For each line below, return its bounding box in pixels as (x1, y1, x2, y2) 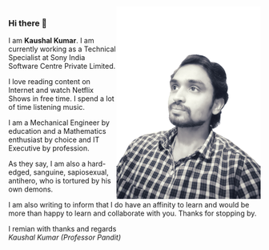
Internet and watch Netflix (8, 86, 94, 95)
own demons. (8, 184, 54, 194)
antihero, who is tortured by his (8, 176, 111, 186)
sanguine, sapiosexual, (33, 167, 110, 177)
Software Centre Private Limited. (8, 62, 116, 71)
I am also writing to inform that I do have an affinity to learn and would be (8, 200, 250, 210)
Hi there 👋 (8, 18, 48, 29)
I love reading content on (8, 77, 90, 87)
